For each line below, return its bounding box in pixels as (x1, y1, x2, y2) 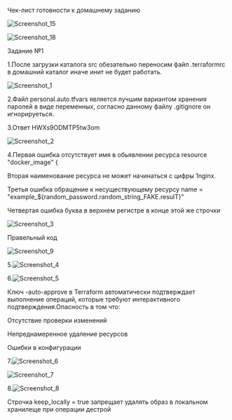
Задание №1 (7, 47, 44, 55)
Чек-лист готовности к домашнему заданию (7, 6, 141, 14)
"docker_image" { (7, 158, 58, 166)
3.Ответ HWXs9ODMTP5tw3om (7, 123, 100, 132)
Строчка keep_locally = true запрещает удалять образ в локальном (7, 398, 208, 406)
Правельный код (7, 233, 57, 241)
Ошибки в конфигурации (7, 344, 81, 351)
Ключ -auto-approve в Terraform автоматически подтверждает (7, 287, 196, 296)
